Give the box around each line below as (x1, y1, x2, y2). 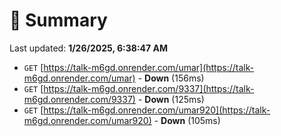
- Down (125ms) (137, 93, 205, 105)
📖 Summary (9, 9, 108, 32)
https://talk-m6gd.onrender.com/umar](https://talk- (43, 61, 255, 73)
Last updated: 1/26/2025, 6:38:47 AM (9, 42, 168, 54)
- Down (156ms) (137, 72, 205, 84)
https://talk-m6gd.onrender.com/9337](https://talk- (43, 82, 255, 94)
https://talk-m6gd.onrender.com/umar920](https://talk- (43, 104, 271, 116)
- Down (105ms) (153, 114, 221, 126)
